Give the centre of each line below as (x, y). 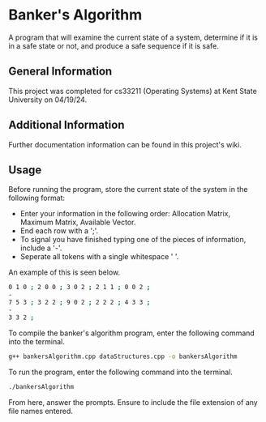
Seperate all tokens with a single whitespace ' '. (99, 257)
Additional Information (66, 125)
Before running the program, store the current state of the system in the (128, 190)
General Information (60, 72)
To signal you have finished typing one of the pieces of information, (133, 240)
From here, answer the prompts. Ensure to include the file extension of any (133, 402)
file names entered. (41, 411)
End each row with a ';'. (59, 231)
